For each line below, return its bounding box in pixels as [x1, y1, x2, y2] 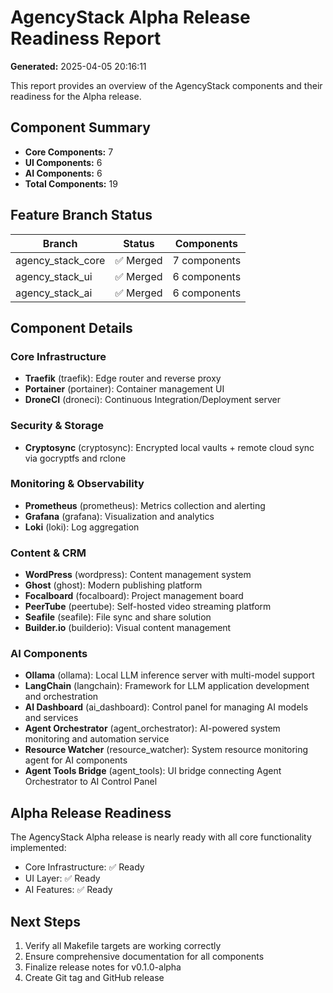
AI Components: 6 [24, 167, 103, 179]
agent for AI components [24, 754, 128, 766]
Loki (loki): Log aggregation [24, 521, 140, 533]
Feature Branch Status [10, 207, 153, 224]
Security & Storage [10, 419, 104, 433]
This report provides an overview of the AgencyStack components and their [10, 79, 323, 91]
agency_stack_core [15, 253, 106, 267]
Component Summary [10, 119, 151, 136]
